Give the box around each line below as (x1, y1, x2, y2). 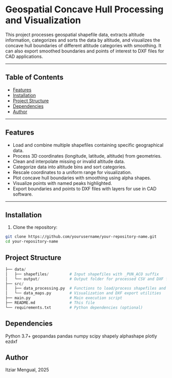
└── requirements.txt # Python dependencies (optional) (5, 305, 143, 310)
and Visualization (5, 14, 81, 26)
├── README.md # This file (5, 300, 95, 306)
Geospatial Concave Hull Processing (5, 4, 164, 15)
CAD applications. (5, 53, 44, 60)
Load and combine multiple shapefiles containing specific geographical (12, 142, 164, 148)
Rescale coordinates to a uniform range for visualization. (12, 169, 132, 175)
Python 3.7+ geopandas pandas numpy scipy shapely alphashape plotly (5, 333, 157, 339)
